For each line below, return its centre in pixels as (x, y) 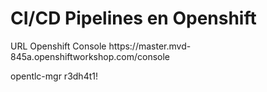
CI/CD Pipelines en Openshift (133, 18)
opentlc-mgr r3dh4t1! (54, 76)
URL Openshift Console (58, 46)
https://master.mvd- (150, 46)
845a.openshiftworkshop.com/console (90, 56)
